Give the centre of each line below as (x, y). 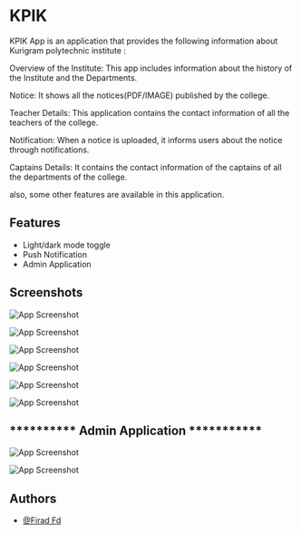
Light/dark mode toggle (67, 245)
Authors (33, 498)
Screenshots (46, 292)
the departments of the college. (68, 177)
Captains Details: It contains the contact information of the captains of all (146, 167)
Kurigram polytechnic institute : (68, 50)
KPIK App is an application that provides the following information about (144, 41)
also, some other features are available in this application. (117, 194)
